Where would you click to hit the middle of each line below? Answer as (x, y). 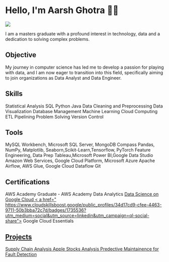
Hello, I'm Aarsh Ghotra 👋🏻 (62, 10)
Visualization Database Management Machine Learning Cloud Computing (81, 111)
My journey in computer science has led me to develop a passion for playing (84, 67)
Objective (21, 55)
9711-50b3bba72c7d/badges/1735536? (46, 210)
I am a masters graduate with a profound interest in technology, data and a (83, 34)
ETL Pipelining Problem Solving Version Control (54, 117)
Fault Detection (21, 254)
